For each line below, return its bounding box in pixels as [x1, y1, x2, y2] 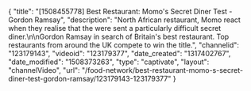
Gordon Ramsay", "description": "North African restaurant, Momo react [8, 15, 241, 25]
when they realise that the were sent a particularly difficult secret [8, 24, 222, 32]
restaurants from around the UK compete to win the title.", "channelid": [8, 40, 240, 50]
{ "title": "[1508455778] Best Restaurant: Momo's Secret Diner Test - [8, 7, 233, 16]
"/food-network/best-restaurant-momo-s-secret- [82, 66, 244, 74]
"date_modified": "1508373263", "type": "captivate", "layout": [8, 57, 210, 66]
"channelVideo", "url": [8, 66, 81, 74]
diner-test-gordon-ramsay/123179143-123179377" [8, 74, 172, 83]
